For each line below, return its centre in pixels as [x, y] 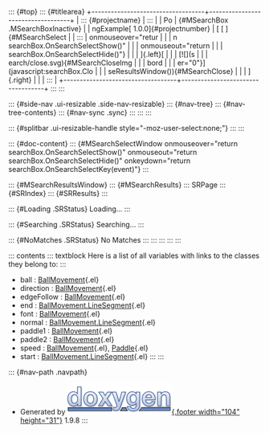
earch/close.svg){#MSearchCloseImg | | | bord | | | [92, 63]
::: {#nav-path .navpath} [48, 372]
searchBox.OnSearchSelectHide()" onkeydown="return [100, 161]
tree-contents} [33, 112]
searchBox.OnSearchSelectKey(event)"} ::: [79, 169]
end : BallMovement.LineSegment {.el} [83, 305]
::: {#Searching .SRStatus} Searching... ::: [76, 225]
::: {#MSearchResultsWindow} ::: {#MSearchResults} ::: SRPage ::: [117, 185]
